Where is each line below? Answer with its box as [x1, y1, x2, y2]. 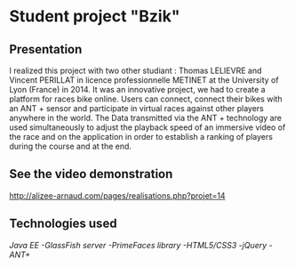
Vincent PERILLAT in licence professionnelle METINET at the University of [9, 75, 279, 85]
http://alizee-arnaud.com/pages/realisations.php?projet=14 [9, 190, 226, 201]
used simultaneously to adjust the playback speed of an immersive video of [9, 122, 286, 133]
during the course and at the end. [9, 141, 132, 151]
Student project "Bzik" [9, 6, 180, 27]
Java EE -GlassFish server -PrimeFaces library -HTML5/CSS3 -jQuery [9, 239, 267, 250]
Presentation [9, 42, 83, 57]
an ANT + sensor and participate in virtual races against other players [9, 103, 264, 113]
